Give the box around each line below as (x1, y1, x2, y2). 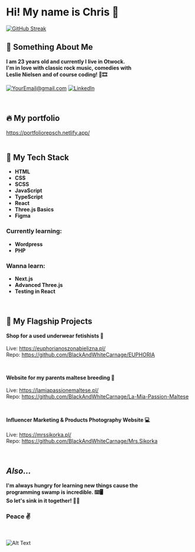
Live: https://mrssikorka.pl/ (6, 431, 72, 438)
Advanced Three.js (14, 281, 63, 288)
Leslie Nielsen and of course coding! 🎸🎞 (6, 71, 108, 78)
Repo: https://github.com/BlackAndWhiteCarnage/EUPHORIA (6, 351, 155, 358)
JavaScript (14, 187, 43, 194)
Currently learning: (6, 227, 62, 235)
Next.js (14, 275, 34, 282)
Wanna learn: (6, 261, 45, 270)
